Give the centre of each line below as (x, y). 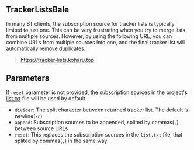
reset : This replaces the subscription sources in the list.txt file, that (98, 134)
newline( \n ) (28, 116)
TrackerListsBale (37, 10)
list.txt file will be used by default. (46, 98)
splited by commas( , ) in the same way (61, 141)
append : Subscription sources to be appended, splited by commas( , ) (97, 122)
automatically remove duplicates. (46, 48)
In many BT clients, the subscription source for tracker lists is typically (90, 23)
